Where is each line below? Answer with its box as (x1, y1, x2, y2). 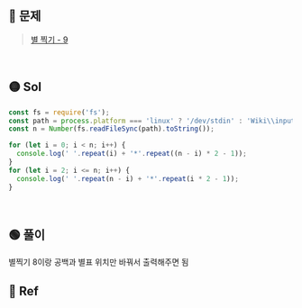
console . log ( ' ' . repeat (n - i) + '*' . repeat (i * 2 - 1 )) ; (16, 174, 240, 183)
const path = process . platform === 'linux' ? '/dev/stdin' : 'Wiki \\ (8, 116, 276, 125)
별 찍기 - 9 (30, 34, 69, 45)
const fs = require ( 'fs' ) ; (8, 107, 110, 117)
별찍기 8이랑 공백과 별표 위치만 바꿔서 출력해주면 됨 (8, 257, 189, 267)
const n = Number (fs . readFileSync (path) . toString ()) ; (8, 124, 215, 133)
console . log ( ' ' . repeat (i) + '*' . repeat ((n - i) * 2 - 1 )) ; (16, 149, 247, 159)
